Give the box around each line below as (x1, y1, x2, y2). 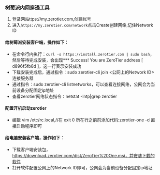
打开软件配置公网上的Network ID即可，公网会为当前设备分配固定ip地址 (12, 164, 153, 170)
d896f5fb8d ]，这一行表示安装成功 (12, 63, 81, 69)
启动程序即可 (16, 123, 42, 129)
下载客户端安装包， (12, 146, 51, 152)
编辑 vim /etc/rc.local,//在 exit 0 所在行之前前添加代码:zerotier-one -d (12, 117, 150, 123)
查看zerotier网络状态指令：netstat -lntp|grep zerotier (12, 93, 117, 99)
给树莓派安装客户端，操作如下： (5, 39, 69, 45)
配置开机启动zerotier (5, 105, 47, 111)
